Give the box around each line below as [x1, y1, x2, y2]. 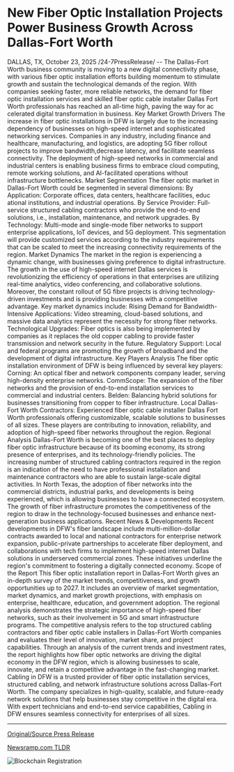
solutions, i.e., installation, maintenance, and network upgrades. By [7, 213, 200, 221]
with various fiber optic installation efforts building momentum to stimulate [7, 72, 221, 81]
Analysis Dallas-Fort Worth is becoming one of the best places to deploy [7, 435, 215, 444]
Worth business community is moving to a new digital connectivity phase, [7, 65, 219, 73]
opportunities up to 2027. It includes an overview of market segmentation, [7, 584, 219, 592]
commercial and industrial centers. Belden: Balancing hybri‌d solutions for [7, 391, 217, 399]
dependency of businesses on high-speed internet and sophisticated [7, 124, 205, 133]
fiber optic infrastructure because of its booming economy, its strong [7, 443, 205, 451]
